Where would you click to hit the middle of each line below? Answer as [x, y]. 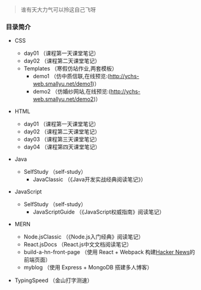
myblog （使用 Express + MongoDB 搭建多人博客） [88, 267]
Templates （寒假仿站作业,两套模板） [70, 69]
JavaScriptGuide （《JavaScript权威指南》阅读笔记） [99, 212]
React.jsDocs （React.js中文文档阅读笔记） [78, 245]
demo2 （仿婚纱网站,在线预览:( [72, 92]
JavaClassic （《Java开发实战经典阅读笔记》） [90, 179]
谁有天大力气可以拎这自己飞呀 [58, 9]
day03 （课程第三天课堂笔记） [62, 139]
